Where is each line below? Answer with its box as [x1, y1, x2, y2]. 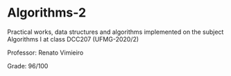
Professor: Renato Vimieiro [7, 48, 84, 57]
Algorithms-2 [7, 5, 87, 21]
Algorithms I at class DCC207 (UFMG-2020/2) [7, 35, 139, 43]
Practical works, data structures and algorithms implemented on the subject [7, 28, 224, 36]
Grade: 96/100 [7, 61, 49, 70]
